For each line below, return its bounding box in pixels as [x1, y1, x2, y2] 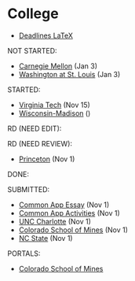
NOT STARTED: [7, 46, 57, 55]
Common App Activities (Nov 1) [18, 208, 121, 217]
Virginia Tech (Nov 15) [18, 100, 91, 109]
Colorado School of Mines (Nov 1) [18, 225, 129, 235]
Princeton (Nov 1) [18, 154, 75, 164]
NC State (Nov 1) [18, 233, 73, 242]
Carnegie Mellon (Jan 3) [18, 61, 97, 71]
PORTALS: [7, 249, 41, 258]
